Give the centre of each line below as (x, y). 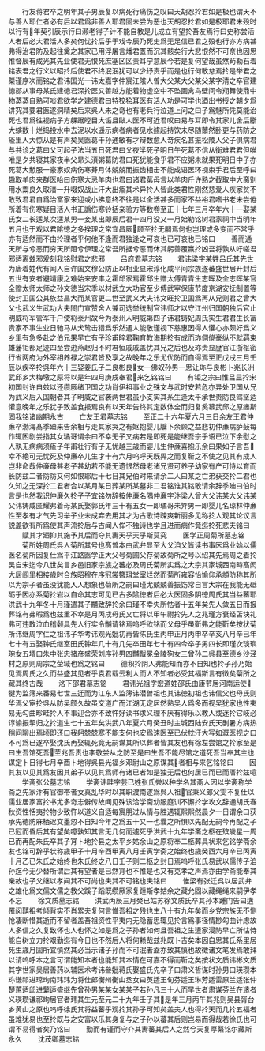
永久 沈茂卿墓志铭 (44, 1039)
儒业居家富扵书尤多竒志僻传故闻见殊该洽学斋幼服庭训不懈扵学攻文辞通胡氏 (129, 802)
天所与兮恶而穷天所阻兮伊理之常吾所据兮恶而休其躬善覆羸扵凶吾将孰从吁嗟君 (132, 249)
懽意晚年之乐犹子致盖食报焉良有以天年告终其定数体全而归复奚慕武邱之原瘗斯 (132, 407)
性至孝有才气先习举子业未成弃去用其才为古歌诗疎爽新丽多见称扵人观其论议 (129, 515)
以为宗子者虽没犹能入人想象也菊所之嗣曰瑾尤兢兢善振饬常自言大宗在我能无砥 (132, 584)
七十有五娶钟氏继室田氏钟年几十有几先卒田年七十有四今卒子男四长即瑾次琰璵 (132, 644)
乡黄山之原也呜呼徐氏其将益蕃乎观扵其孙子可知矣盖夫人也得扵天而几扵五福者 (132, 1009)
